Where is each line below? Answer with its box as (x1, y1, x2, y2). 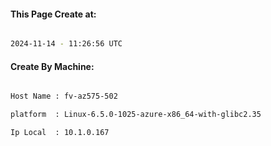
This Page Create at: (10, 8, 97, 20)
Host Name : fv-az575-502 (10, 91, 118, 102)
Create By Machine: (10, 60, 95, 72)
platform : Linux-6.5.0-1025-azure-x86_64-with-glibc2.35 (10, 110, 262, 120)
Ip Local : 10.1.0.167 (10, 128, 110, 138)
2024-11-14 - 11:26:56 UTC (10, 39, 123, 49)
